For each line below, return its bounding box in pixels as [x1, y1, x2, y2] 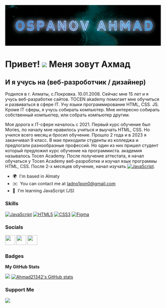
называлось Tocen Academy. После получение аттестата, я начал [5, 153, 144, 159]
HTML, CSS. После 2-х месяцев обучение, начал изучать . [5, 164, 156, 170]
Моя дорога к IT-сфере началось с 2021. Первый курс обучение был [5, 122, 151, 128]
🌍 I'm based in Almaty [12, 173, 60, 179]
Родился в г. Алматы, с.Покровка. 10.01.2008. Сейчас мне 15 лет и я [5, 91, 149, 97]
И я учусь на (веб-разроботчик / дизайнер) [5, 78, 146, 86]
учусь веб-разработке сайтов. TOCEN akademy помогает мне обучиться [5, 96, 160, 103]
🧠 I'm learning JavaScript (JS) [12, 188, 75, 194]
